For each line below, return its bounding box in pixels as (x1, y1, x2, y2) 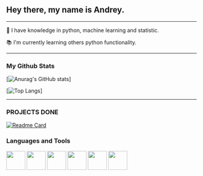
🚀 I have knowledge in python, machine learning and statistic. (6, 27, 159, 34)
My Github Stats (6, 62, 55, 70)
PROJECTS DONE (6, 108, 59, 117)
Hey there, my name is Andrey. (6, 5, 125, 15)
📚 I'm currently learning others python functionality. (6, 39, 137, 46)
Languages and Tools (6, 137, 71, 145)
